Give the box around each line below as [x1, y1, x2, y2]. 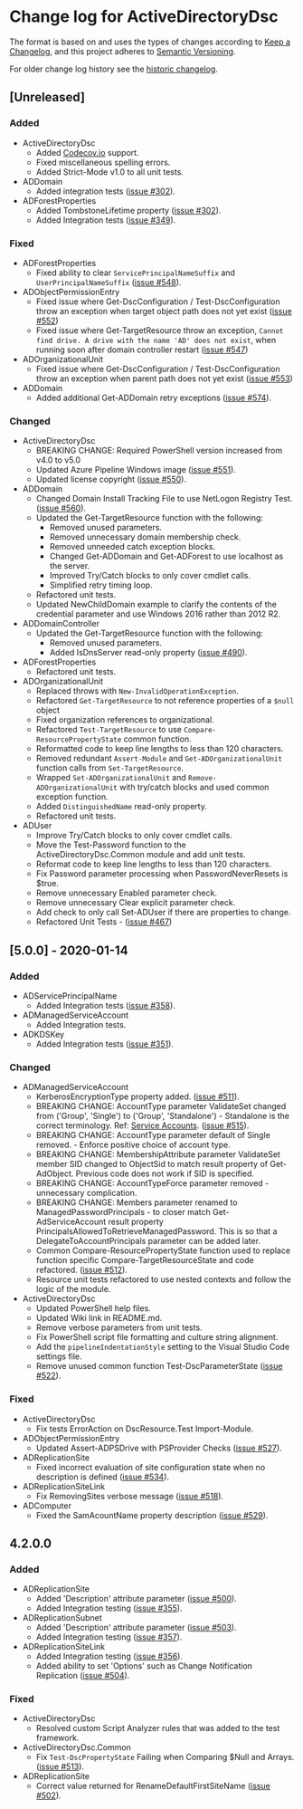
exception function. [35, 791, 109, 802]
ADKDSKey [22, 1029, 65, 1039]
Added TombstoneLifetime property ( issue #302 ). [35, 205, 222, 215]
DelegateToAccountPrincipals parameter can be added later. [35, 1236, 260, 1247]
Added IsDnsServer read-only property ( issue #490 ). [49, 647, 248, 658]
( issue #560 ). [35, 502, 87, 513]
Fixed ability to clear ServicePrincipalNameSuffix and [35, 267, 235, 278]
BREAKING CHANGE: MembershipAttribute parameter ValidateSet [35, 1149, 280, 1160]
